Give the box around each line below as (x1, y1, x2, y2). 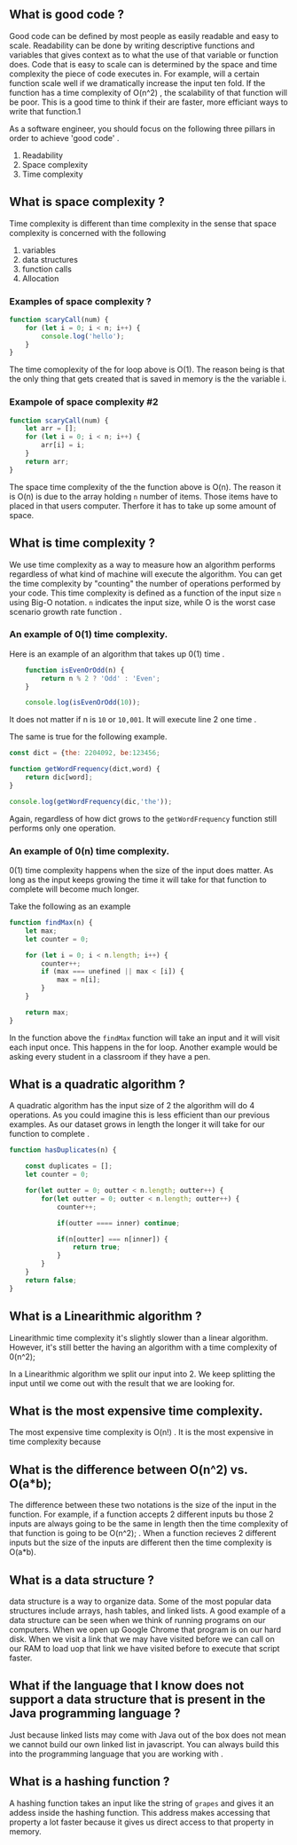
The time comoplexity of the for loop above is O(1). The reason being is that (9, 364, 285, 375)
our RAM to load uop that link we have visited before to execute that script (9, 1643, 280, 1653)
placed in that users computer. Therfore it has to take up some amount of (9, 501, 277, 511)
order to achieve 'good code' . (9, 132, 120, 143)
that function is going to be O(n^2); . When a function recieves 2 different (9, 1528, 277, 1539)
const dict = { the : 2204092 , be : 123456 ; (9, 749, 161, 758)
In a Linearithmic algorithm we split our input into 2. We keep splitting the (9, 1368, 276, 1379)
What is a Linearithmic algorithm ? (9, 1309, 202, 1324)
